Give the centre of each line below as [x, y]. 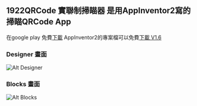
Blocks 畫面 [23, 84]
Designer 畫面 [27, 54]
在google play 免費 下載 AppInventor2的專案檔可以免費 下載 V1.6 [84, 37]
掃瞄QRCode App [39, 22]
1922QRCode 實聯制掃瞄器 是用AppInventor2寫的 [98, 11]
